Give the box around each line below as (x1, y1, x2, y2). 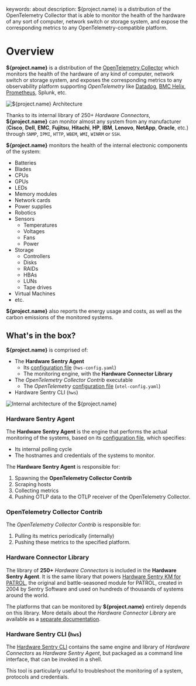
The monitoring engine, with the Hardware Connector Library (23, 370, 173, 377)
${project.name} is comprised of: (6, 346, 88, 353)
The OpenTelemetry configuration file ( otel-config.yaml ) (23, 383, 161, 390)
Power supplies (14, 203, 52, 210)
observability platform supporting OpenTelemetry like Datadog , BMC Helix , (6, 83, 186, 90)
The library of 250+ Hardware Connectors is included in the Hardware (6, 566, 177, 574)
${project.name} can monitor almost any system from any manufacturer (6, 118, 181, 125)
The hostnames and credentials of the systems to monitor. (14, 452, 155, 459)
